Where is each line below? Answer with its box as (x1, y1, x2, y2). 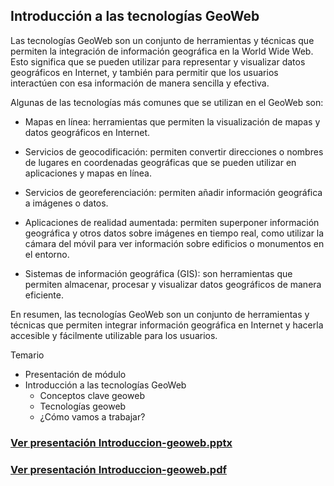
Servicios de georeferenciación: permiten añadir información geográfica (24, 186, 323, 198)
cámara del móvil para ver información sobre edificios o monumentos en (24, 237, 325, 249)
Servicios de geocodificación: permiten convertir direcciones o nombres (24, 145, 324, 158)
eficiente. (24, 289, 64, 301)
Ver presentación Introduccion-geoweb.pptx (10, 435, 233, 449)
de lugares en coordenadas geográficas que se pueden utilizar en (24, 156, 297, 168)
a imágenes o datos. (24, 197, 109, 209)
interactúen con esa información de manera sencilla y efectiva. (10, 77, 270, 89)
